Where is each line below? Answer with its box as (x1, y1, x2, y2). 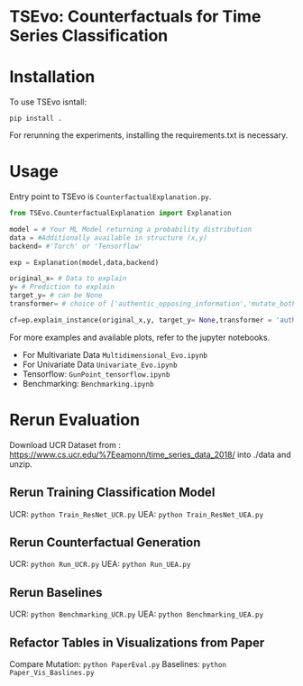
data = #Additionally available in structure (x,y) (9, 233, 207, 242)
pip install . (9, 114, 63, 123)
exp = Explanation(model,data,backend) (9, 258, 160, 267)
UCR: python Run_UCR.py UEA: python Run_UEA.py (9, 559, 191, 570)
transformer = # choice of (9, 299, 106, 308)
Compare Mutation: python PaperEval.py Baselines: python (9, 659, 227, 669)
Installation (9, 67, 96, 87)
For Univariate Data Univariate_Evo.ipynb (22, 359, 178, 370)
